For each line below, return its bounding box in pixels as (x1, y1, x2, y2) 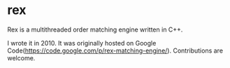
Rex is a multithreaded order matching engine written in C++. (7, 25, 183, 34)
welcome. (7, 53, 36, 62)
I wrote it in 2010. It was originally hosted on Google (7, 39, 157, 47)
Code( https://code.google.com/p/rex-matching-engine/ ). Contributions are (7, 46, 224, 55)
